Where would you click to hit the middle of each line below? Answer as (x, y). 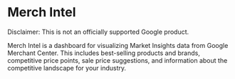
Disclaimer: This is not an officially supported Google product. (98, 32)
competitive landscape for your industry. (67, 68)
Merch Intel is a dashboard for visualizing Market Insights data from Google (118, 45)
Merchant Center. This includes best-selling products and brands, (104, 53)
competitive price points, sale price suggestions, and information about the (117, 60)
